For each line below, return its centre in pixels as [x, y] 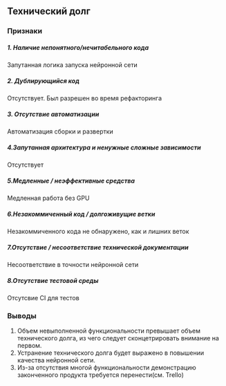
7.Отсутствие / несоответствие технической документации [98, 247]
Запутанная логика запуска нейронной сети [73, 65]
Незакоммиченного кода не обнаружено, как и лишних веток [98, 232]
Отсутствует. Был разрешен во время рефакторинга [85, 98]
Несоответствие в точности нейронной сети [73, 265]
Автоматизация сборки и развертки [60, 131]
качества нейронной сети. [56, 360]
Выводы [22, 315]
